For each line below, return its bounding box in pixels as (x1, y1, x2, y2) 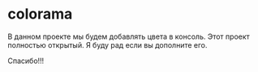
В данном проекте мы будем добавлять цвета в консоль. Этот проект (7, 32, 251, 41)
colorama (7, 5, 73, 23)
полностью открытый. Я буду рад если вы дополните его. (7, 40, 208, 49)
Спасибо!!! (7, 56, 45, 66)
